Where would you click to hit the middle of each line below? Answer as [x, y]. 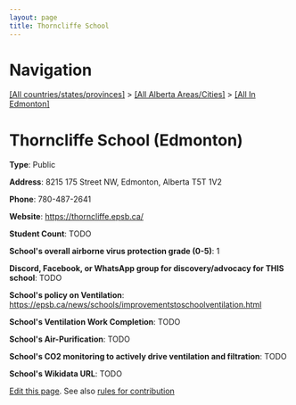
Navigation [50, 70]
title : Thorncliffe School [59, 26]
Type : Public [33, 165]
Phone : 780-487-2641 [50, 199]
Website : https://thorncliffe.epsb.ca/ [77, 217]
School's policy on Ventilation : [67, 295]
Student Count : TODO [50, 234]
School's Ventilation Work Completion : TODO [95, 322]
